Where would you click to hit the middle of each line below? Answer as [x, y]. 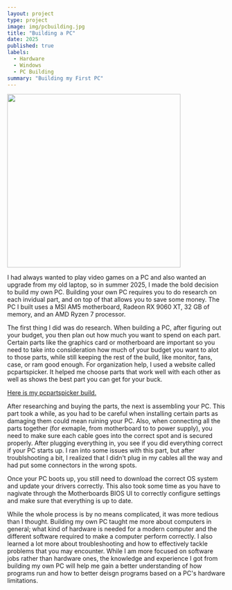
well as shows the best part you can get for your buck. [85, 380]
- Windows [27, 65]
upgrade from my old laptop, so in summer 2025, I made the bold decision [113, 285]
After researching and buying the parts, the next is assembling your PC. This [116, 406]
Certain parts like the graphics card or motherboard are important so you [111, 343]
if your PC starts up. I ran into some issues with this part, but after [101, 450]
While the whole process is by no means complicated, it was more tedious [113, 514]
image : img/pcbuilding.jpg [46, 26]
